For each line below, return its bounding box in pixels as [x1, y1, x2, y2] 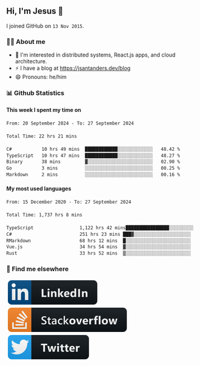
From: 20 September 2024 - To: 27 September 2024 [6, 120, 135, 126]
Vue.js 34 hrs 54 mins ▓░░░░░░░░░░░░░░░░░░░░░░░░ [6, 244, 191, 250]
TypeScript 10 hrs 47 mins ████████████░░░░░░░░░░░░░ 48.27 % [6, 153, 181, 159]
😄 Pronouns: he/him [15, 74, 67, 81]
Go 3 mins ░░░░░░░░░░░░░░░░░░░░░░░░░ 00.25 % [6, 165, 181, 171]
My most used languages [6, 185, 72, 192]
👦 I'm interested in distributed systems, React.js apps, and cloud [15, 51, 176, 58]
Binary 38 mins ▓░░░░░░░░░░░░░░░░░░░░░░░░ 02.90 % [6, 159, 181, 165]
